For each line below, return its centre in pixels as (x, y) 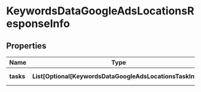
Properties (26, 46)
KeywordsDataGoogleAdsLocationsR (100, 11)
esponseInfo (38, 24)
